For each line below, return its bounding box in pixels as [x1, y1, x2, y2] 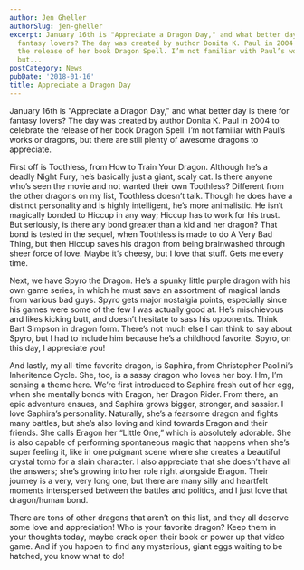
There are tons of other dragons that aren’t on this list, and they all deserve [9, 512, 290, 523]
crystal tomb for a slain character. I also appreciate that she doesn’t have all [9, 456, 291, 467]
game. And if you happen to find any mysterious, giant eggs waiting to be [9, 540, 283, 552]
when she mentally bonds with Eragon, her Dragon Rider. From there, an [9, 388, 279, 399]
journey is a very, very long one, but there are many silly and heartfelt [9, 475, 269, 486]
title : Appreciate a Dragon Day [9, 81, 131, 90]
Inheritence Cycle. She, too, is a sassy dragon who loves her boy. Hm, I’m [9, 369, 283, 380]
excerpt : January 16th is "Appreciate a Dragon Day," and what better [9, 30, 281, 39]
